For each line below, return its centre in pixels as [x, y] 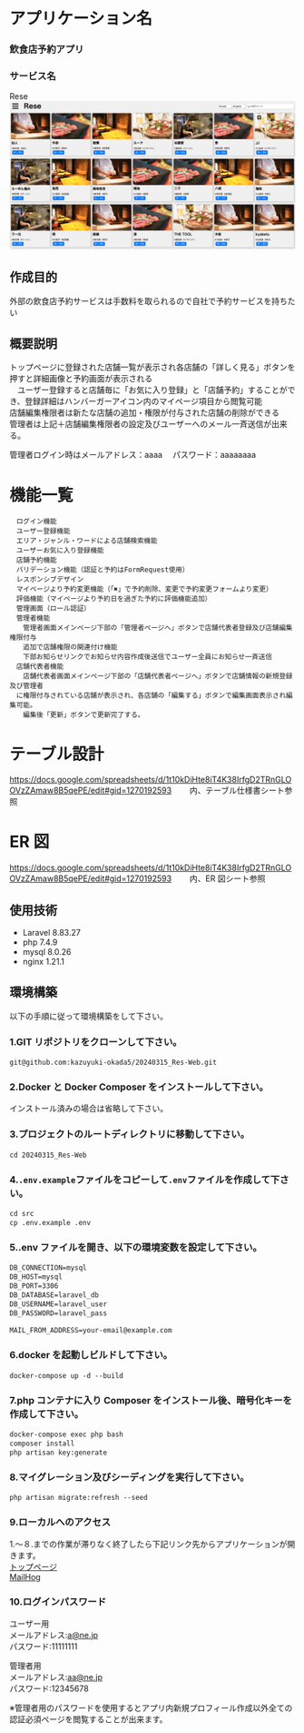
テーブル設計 [57, 754]
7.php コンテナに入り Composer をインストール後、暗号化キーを [151, 1400]
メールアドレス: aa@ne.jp [56, 1677]
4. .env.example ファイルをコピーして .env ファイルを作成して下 [145, 1180]
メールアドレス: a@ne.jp [54, 1635]
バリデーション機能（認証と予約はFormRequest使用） [103, 570]
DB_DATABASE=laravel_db [54, 1295]
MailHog [25, 1576]
